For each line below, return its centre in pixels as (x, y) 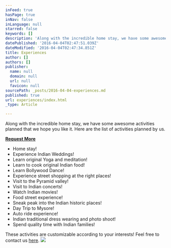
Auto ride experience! (35, 214)
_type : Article (21, 105)
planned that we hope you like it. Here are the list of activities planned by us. (85, 129)
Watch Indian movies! (35, 192)
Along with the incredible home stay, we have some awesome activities (80, 124)
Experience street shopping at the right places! (62, 176)
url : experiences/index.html (36, 100)
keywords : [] (19, 34)
